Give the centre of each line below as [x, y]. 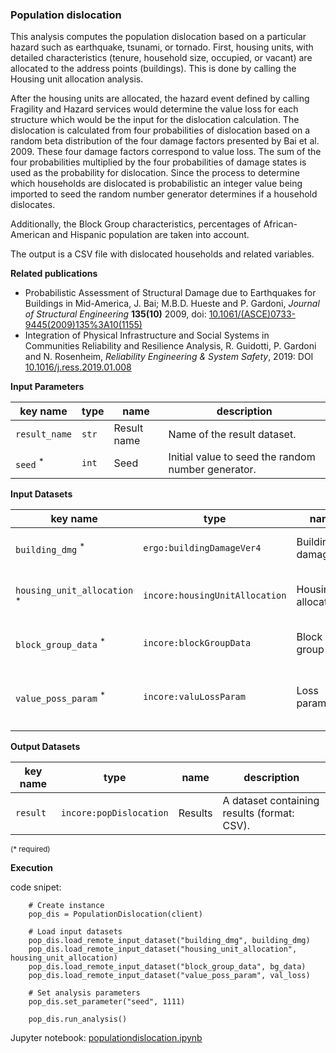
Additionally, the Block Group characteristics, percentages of [136, 224]
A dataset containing [271, 801]
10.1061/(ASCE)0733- [252, 314]
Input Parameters [47, 387]
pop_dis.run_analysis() [78, 1019]
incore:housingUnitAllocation [215, 596]
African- [280, 224]
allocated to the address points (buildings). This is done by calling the [153, 69]
